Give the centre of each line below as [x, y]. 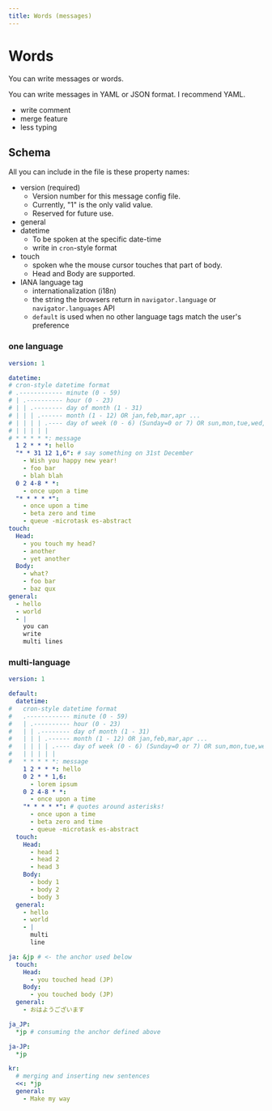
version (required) [50, 188]
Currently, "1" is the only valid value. [93, 205]
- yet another [47, 559]
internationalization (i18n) [74, 291]
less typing [38, 127]
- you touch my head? [59, 544]
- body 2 [45, 889]
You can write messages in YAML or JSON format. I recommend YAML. [127, 94]
